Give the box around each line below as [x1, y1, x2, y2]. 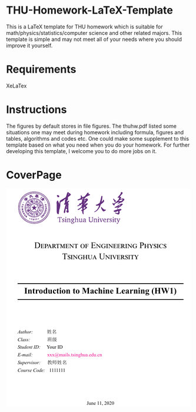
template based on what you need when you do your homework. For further [6, 141, 190, 148]
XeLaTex [6, 82, 27, 89]
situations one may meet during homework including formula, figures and [6, 128, 184, 136]
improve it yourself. [6, 42, 53, 49]
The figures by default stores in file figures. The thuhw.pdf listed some [6, 122, 177, 129]
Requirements [6, 63, 77, 76]
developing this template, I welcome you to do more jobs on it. [6, 147, 157, 154]
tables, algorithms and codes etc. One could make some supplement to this [6, 135, 190, 142]
